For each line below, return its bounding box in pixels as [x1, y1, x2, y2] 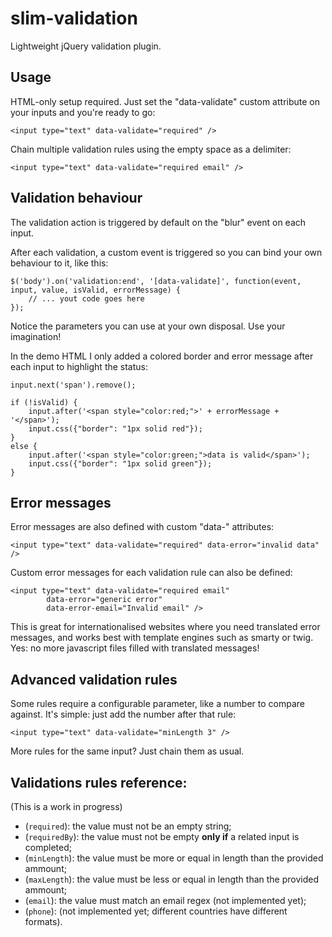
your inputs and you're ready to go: [10, 106, 156, 118]
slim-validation [10, 7, 138, 30]
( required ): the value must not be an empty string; [24, 820, 232, 832]
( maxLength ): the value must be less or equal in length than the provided [24, 873, 319, 885]
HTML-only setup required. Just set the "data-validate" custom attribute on [10, 95, 320, 107]
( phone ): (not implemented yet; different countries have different [24, 905, 288, 917]
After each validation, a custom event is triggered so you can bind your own [10, 246, 323, 258]
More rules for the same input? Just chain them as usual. [10, 745, 245, 757]
